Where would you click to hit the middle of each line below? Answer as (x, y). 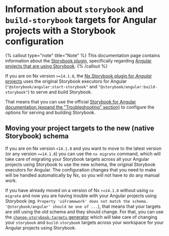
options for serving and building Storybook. (50, 112)
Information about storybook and (74, 9)
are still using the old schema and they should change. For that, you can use (84, 212)
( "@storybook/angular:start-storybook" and (51, 86)
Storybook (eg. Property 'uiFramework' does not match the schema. (77, 201)
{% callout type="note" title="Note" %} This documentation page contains (83, 55)
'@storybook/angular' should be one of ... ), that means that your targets (83, 206)
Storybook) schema (37, 136)
